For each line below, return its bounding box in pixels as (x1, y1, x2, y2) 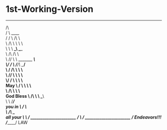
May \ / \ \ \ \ (5, 82, 31, 88)
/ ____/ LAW (5, 119, 28, 125)
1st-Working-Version (5, 3, 94, 15)
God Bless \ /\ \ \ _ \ (5, 93, 44, 99)
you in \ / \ (5, 103, 27, 110)
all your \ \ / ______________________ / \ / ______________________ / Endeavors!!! (5, 114, 162, 120)
